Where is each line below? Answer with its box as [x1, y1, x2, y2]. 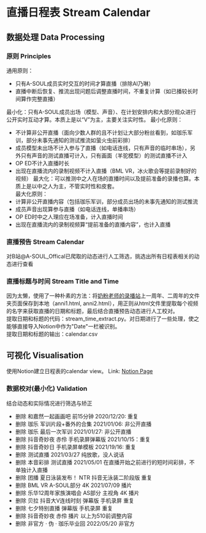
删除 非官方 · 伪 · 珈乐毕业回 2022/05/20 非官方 [15, 520, 135, 527]
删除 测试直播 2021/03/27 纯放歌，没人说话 [15, 451, 124, 458]
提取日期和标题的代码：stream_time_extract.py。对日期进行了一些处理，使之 [6, 315, 199, 322]
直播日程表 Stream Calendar [6, 6, 151, 20]
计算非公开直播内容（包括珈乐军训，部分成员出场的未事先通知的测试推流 [15, 197, 198, 205]
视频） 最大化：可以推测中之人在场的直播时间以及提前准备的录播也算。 [15, 175, 194, 182]
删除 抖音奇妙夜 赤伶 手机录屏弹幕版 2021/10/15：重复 [15, 436, 151, 443]
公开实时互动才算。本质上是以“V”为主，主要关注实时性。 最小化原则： [6, 116, 183, 123]
